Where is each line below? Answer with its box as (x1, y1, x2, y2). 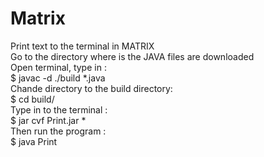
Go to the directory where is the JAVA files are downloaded (10, 50, 255, 62)
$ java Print (10, 135, 58, 147)
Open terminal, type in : (10, 61, 107, 73)
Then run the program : (10, 125, 107, 137)
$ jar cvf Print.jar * (10, 114, 87, 126)
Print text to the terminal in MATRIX (10, 40, 155, 52)
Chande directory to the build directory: (10, 82, 173, 94)
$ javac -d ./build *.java (10, 72, 106, 84)
